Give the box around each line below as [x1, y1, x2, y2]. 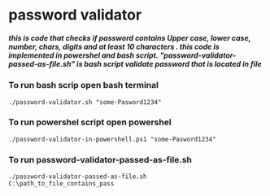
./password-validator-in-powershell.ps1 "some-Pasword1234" [8, 135, 217, 143]
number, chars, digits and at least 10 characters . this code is [8, 41, 220, 51]
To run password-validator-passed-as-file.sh [8, 154, 193, 165]
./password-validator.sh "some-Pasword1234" [8, 98, 162, 107]
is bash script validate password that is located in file [76, 59, 262, 68]
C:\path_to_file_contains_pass [8, 180, 115, 188]
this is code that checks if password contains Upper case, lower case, [8, 33, 251, 42]
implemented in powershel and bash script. [8, 50, 159, 60]
